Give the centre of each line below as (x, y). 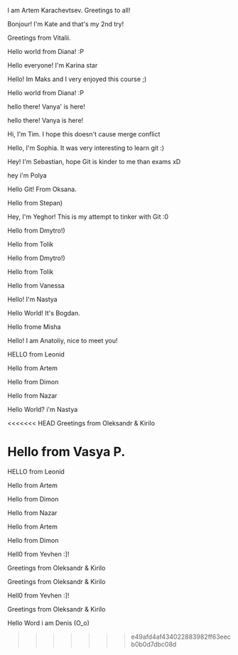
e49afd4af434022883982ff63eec (181, 637)
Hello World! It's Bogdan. (44, 313)
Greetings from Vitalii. (39, 38)
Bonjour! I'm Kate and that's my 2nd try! (66, 24)
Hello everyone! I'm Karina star (53, 65)
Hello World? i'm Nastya (43, 409)
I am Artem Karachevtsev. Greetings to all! (69, 10)
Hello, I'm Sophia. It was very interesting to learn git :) (86, 148)
